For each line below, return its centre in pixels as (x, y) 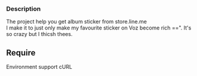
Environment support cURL (39, 67)
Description (24, 9)
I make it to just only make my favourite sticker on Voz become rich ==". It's (99, 28)
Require (21, 53)
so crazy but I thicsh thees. (39, 34)
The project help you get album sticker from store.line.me (76, 22)
